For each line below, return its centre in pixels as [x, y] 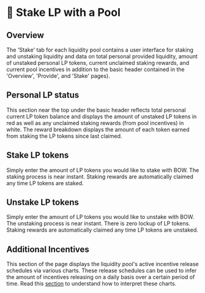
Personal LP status [43, 95]
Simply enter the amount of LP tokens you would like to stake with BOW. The [103, 170]
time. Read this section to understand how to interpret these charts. [91, 284]
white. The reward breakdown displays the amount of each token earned [98, 129]
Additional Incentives [48, 249]
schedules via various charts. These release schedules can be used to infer [102, 271]
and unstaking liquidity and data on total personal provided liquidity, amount [102, 56]
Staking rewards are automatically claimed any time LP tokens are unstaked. [102, 230]
